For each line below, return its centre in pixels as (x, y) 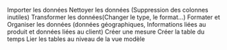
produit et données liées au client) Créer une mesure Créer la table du (106, 32)
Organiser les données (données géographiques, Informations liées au (107, 24)
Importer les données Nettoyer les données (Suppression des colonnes (108, 10)
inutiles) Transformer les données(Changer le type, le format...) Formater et (114, 17)
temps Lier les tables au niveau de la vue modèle (76, 39)
